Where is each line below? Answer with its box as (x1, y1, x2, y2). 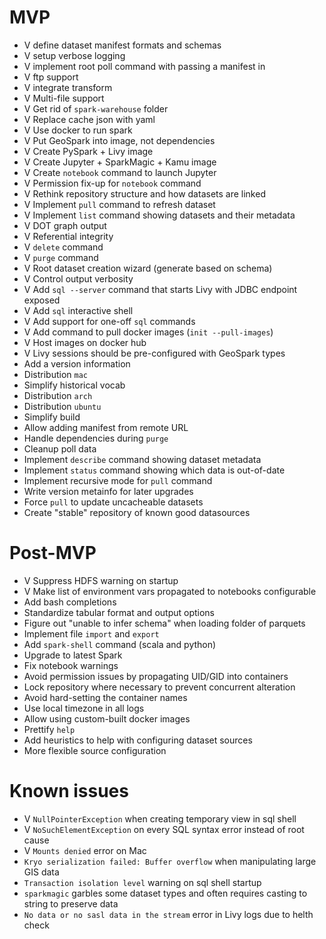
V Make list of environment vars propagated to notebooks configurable (23, 585, 317, 597)
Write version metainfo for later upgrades (23, 485, 194, 497)
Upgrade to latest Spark (23, 649, 123, 661)
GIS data (23, 866, 60, 878)
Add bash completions (23, 596, 117, 608)
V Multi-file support (23, 92, 105, 104)
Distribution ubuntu (23, 400, 102, 412)
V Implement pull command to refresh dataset (23, 198, 216, 210)
